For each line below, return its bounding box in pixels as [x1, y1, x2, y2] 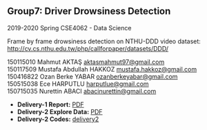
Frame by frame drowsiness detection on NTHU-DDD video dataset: [7, 37, 201, 45]
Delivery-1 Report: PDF [17, 100, 84, 109]
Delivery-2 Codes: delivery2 [17, 115, 99, 123]
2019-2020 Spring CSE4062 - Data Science [7, 23, 132, 32]
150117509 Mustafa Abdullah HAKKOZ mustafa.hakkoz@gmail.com [7, 65, 197, 73]
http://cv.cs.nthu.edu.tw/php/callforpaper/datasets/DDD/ [7, 44, 169, 52]
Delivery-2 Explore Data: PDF [17, 107, 103, 116]
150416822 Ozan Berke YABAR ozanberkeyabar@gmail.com [7, 72, 178, 80]
